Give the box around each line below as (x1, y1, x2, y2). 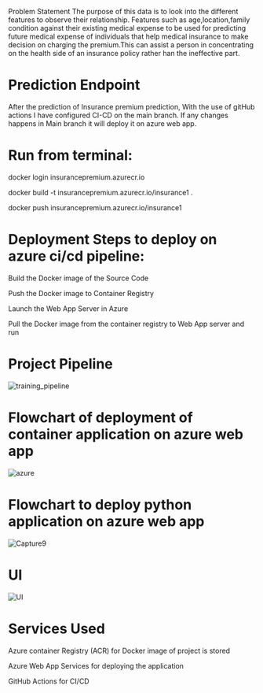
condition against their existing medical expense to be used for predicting (8, 24, 247, 32)
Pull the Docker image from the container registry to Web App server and (8, 319, 245, 328)
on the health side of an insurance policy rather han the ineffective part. (8, 49, 240, 57)
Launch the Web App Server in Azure (8, 303, 129, 313)
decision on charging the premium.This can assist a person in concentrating (8, 40, 254, 50)
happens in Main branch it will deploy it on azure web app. (8, 118, 197, 128)
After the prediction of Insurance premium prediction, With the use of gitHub (8, 102, 255, 111)
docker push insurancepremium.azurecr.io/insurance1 (8, 202, 182, 212)
